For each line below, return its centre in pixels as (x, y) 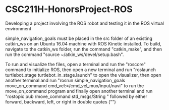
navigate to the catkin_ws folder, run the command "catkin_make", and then (84, 49)
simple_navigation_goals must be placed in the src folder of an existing (79, 38)
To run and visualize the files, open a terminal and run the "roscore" (76, 64)
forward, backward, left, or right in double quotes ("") (61, 101)
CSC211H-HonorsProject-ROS (69, 9)
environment (18, 28)
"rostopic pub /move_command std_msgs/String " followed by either (76, 96)
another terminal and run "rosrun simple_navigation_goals (65, 80)
